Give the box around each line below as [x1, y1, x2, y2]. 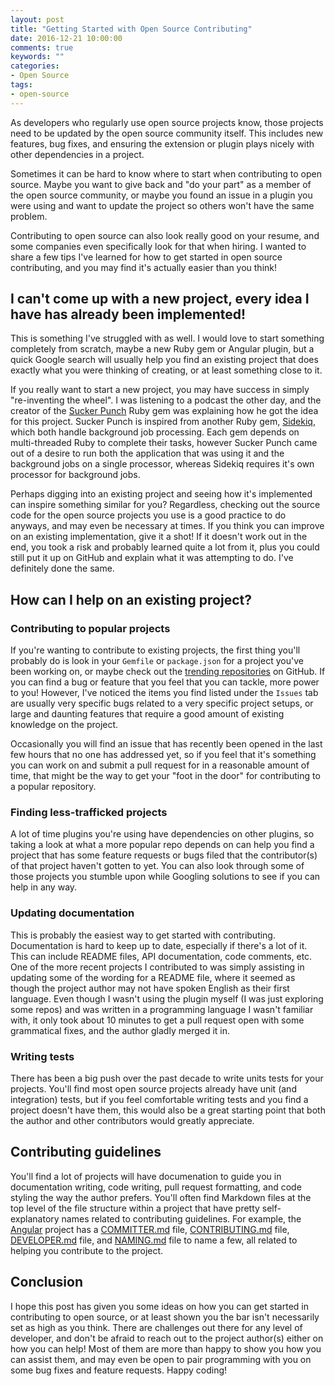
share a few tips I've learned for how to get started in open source [10, 251, 283, 263]
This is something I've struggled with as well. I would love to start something [10, 332, 325, 345]
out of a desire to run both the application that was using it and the [10, 447, 285, 460]
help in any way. [10, 881, 78, 893]
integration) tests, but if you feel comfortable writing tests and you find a [10, 1094, 309, 1106]
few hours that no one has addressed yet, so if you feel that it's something [10, 749, 317, 761]
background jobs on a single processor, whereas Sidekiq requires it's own [10, 458, 315, 470]
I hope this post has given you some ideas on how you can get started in [10, 1300, 309, 1312]
